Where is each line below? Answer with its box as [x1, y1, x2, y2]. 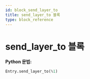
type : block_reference [5, 17, 53, 22]
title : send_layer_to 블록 [5, 12, 61, 17]
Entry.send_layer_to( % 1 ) [5, 69, 58, 74]
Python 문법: [5, 58, 32, 65]
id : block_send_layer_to [5, 7, 58, 13]
